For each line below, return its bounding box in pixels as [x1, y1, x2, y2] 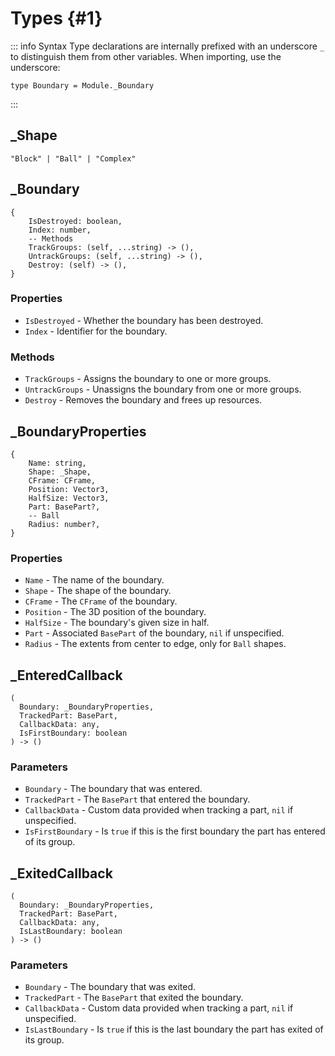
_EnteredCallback [10, 667, 123, 684]
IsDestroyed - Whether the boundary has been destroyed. [24, 314, 264, 326]
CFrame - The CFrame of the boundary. [24, 595, 178, 607]
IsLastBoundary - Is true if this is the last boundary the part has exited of [24, 1023, 324, 1036]
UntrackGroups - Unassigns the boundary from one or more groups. [24, 383, 302, 396]
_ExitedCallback [10, 865, 113, 882]
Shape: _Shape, [28, 467, 92, 477]
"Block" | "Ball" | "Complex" [10, 153, 137, 164]
